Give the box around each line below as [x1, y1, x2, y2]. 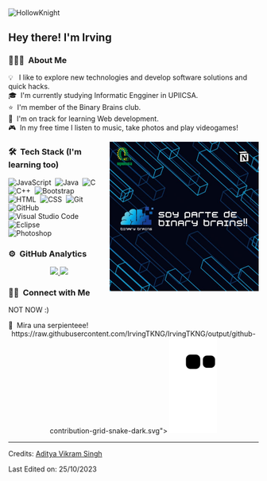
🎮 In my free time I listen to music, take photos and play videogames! [8, 123, 238, 133]
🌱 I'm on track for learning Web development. [8, 114, 159, 123]
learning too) [8, 159, 60, 170]
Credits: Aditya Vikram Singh [8, 449, 103, 459]
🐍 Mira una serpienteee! [8, 321, 89, 330]
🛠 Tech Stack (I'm [8, 147, 82, 158]
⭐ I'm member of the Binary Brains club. [8, 103, 141, 112]
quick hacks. [8, 82, 50, 92]
